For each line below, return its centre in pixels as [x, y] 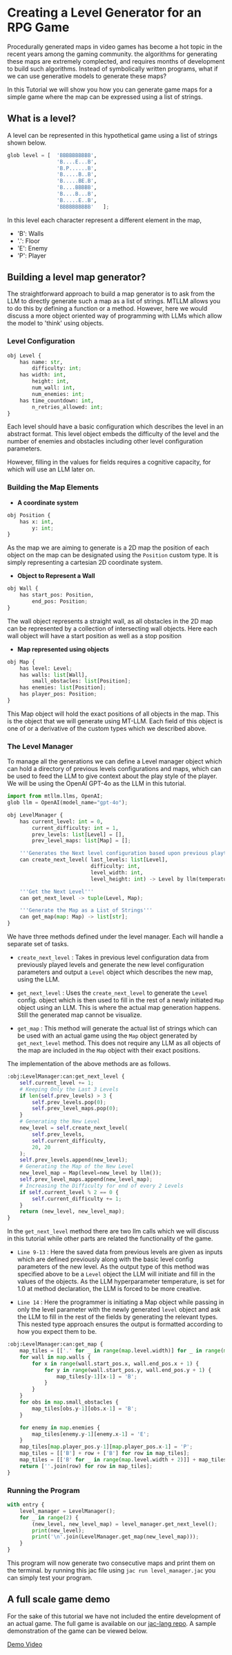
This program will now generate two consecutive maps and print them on [111, 1563]
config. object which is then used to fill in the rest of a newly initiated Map [120, 1000]
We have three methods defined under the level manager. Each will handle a [115, 937]
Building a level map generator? [77, 277]
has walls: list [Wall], [54, 675]
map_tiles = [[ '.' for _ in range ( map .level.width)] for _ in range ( [122, 1351]
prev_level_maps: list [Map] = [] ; [81, 841]
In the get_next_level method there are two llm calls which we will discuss [113, 1231]
